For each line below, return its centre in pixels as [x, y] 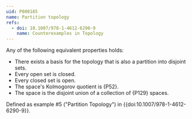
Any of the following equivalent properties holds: [65, 50]
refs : [13, 22]
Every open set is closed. [45, 74]
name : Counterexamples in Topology [60, 34]
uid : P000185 [22, 11]
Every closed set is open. [45, 81]
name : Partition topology [38, 17]
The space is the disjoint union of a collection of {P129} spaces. [92, 93]
